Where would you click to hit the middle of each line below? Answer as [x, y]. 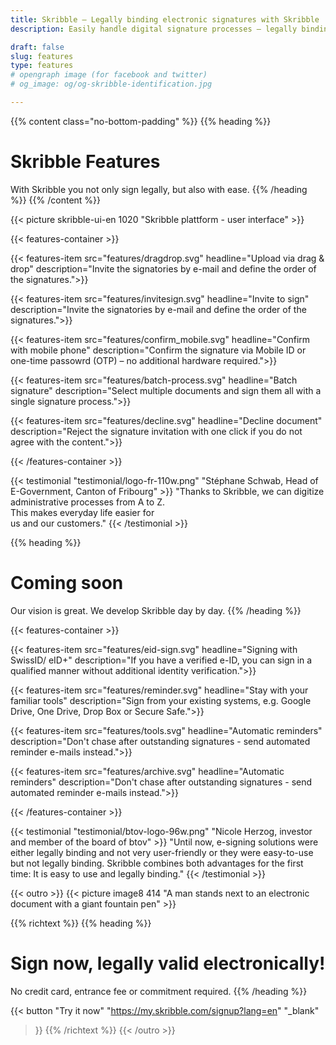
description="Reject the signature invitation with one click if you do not [156, 431]
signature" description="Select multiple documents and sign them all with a [166, 390]
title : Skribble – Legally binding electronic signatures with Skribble [165, 19]
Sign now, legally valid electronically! [168, 963]
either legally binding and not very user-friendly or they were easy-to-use [162, 852]
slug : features [42, 56]
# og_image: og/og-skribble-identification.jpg [111, 84]
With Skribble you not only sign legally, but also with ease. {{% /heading [159, 189]
